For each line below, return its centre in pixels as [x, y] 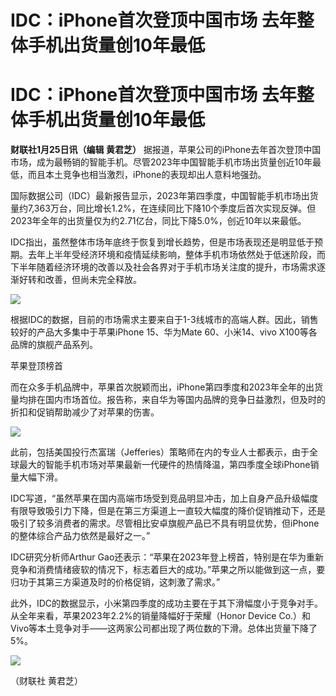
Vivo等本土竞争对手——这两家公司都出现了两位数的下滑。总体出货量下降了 [164, 628]
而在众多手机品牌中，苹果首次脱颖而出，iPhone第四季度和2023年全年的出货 [166, 387]
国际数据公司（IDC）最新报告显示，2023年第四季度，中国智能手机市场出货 [164, 196]
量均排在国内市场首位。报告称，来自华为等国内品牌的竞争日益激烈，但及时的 [168, 400]
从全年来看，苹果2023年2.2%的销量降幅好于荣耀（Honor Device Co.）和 [161, 616]
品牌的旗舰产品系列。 [54, 345]
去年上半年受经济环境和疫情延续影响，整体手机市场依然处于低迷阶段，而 [176, 255]
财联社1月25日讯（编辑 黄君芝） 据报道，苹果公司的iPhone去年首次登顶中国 [166, 150]
